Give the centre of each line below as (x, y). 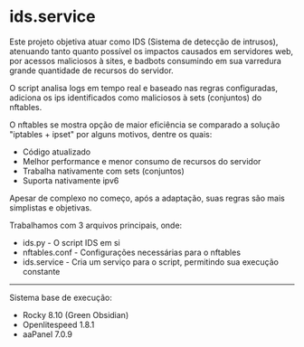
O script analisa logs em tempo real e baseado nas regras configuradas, (144, 88)
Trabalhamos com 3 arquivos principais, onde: (96, 225)
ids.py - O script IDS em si (71, 242)
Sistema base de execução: (61, 297)
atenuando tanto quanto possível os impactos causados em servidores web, (152, 51)
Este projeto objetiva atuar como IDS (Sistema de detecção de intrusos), (144, 42)
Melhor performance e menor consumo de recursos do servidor (142, 161)
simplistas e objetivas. (51, 207)
